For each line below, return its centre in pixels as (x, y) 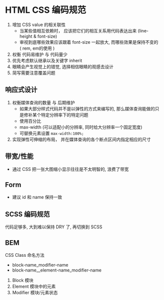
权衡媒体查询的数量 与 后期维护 (43, 102)
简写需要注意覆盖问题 (34, 73)
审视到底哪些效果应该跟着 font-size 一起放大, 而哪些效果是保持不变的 (89, 42)
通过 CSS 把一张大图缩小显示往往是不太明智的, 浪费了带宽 (70, 169)
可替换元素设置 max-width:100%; (52, 133)
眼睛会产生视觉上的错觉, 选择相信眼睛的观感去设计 (63, 66)
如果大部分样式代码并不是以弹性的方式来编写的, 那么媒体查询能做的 (87, 109)
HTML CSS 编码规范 (46, 10)
